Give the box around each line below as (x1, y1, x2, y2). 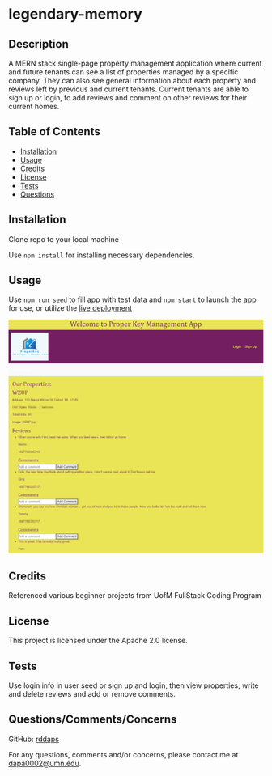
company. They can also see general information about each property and (8, 76, 257, 85)
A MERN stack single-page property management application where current (8, 58, 262, 68)
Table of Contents (8, 125, 101, 138)
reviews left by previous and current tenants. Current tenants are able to (8, 84, 249, 94)
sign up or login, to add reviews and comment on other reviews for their (8, 93, 248, 102)
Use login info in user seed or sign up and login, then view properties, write (8, 681, 259, 690)
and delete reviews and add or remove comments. (8, 689, 176, 699)
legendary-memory (8, 5, 143, 23)
